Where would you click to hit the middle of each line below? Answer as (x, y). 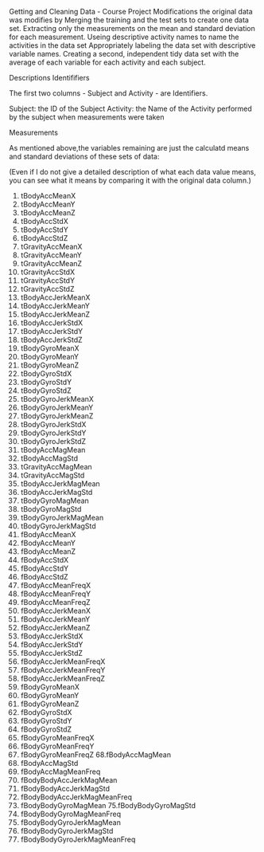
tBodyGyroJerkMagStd (58, 526)
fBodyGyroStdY (46, 721)
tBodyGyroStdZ (46, 391)
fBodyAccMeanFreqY (55, 594)
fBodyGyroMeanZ (50, 704)
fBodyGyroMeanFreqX (57, 738)
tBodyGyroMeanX (50, 348)
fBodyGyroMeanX (50, 687)
